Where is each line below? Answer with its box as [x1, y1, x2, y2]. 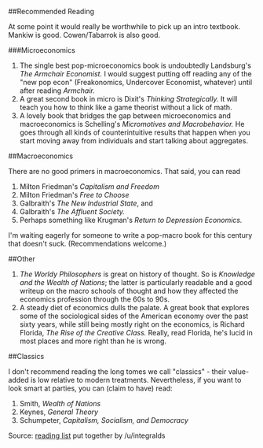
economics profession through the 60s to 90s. [19, 294, 170, 304]
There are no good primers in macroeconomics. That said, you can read [8, 167, 241, 176]
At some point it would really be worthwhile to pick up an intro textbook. [8, 22, 241, 31]
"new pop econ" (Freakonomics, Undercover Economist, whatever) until [19, 78, 253, 87]
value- [228, 367, 250, 376]
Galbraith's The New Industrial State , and [19, 198, 153, 208]
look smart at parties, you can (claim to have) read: [8, 383, 173, 393]
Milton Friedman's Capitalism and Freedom [19, 182, 159, 191]
